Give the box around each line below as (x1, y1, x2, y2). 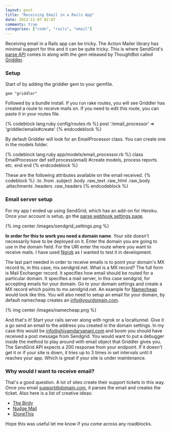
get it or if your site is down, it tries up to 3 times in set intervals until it (5, 349, 153, 355)
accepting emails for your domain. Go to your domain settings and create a (5, 281, 162, 287)
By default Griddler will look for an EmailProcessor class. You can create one (5, 136, 166, 142)
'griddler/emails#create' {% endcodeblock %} (5, 126, 102, 132)
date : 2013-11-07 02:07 (5, 17, 56, 22)
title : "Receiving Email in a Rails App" (5, 12, 95, 17)
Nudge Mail (12, 405, 37, 412)
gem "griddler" (5, 91, 38, 96)
